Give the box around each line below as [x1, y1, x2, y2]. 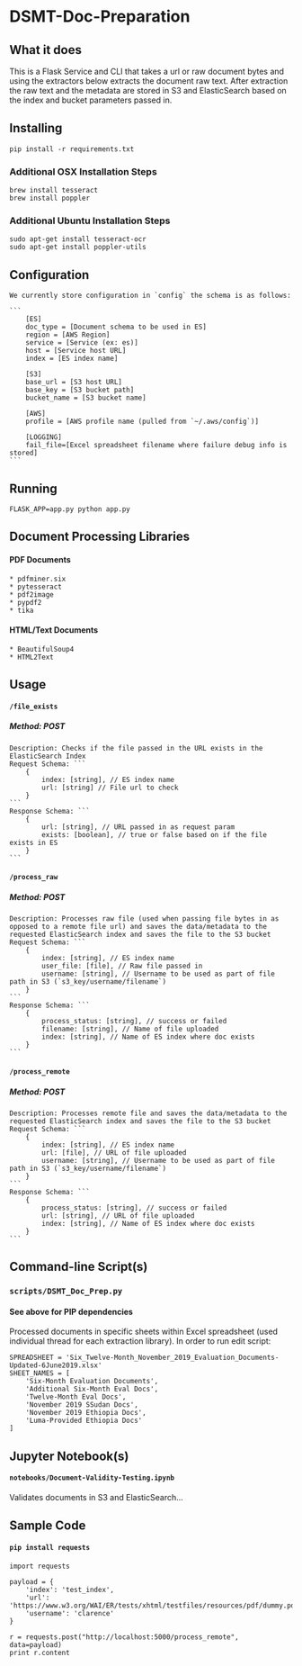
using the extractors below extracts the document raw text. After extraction [9, 76, 289, 86]
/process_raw [9, 873, 58, 882]
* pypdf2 [9, 598, 42, 607]
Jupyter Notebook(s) [9, 1448, 129, 1463]
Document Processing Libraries [9, 529, 191, 545]
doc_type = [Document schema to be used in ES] [25, 322, 207, 332]
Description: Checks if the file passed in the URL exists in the [9, 743, 263, 752]
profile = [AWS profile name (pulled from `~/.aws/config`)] [25, 417, 259, 427]
